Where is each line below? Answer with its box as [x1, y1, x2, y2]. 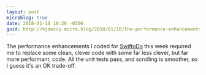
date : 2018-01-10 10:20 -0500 [6, 20, 84, 26]
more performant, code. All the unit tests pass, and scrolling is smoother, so [6, 55, 198, 63]
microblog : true [6, 15, 48, 21]
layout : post [6, 9, 40, 15]
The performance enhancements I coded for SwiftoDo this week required [6, 43, 191, 50]
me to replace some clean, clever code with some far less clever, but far [6, 49, 189, 57]
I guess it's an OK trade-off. [6, 62, 77, 70]
